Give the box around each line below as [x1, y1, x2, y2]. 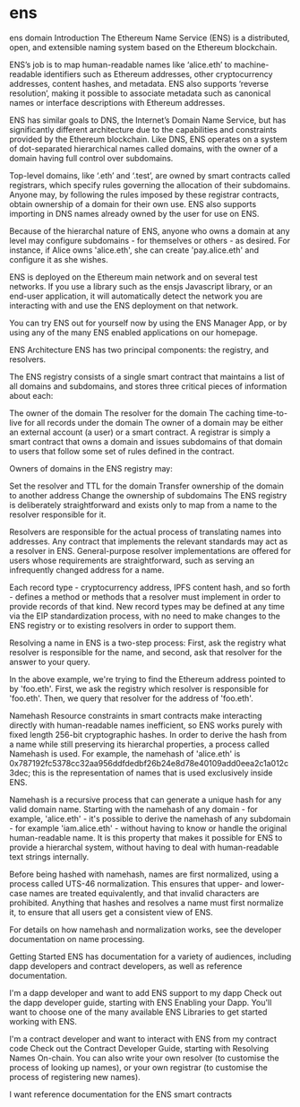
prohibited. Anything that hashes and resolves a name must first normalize [9, 897, 284, 908]
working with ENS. [9, 1016, 78, 1026]
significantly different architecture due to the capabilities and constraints [9, 124, 278, 134]
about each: [9, 390, 54, 401]
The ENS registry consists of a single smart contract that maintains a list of [9, 371, 285, 382]
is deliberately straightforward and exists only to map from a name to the [9, 499, 278, 510]
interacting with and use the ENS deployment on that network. [9, 299, 239, 311]
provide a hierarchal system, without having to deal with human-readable [9, 842, 279, 852]
